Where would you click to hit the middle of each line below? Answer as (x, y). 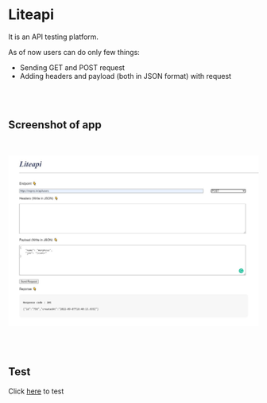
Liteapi (31, 15)
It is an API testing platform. (54, 37)
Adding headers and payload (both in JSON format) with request (126, 76)
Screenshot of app (55, 125)
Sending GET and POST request (72, 67)
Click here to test (36, 391)
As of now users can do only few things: (74, 52)
